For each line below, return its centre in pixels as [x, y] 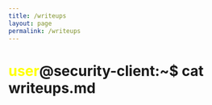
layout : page [30, 23]
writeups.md [52, 88]
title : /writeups [37, 16]
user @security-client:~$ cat [106, 71]
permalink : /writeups [45, 31]
